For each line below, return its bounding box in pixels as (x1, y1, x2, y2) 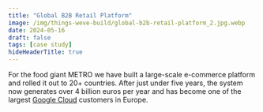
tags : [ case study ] (8, 41, 73, 49)
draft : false (8, 33, 51, 42)
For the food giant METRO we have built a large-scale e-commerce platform (8, 70, 255, 79)
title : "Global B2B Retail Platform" (8, 11, 133, 20)
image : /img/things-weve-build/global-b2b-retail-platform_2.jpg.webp (8, 19, 246, 27)
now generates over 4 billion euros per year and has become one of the (8, 87, 242, 95)
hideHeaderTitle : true (8, 48, 83, 56)
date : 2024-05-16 (8, 26, 66, 34)
